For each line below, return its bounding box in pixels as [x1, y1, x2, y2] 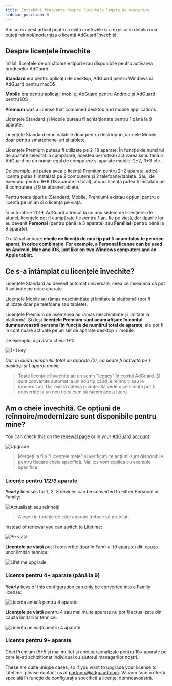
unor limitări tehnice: [5, 549, 49, 555]
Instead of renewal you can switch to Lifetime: [5, 524, 102, 530]
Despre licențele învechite [5, 47, 91, 55]
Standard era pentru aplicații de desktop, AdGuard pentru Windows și [5, 75, 153, 82]
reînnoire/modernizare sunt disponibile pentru [5, 412, 157, 421]
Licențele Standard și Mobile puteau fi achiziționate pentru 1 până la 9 [5, 116, 152, 122]
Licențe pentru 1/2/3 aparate [5, 477, 78, 484]
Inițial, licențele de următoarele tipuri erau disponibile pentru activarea [5, 60, 153, 67]
